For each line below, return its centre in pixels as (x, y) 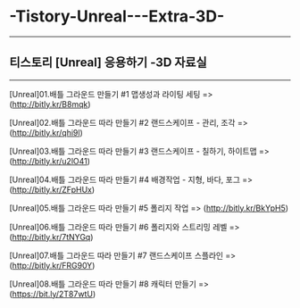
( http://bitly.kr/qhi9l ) (46, 132)
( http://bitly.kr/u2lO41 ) (50, 161)
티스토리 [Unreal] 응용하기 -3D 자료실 (108, 63)
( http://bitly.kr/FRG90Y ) (52, 265)
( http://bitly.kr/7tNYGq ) (51, 237)
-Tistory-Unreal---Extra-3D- (117, 17)
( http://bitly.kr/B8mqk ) (50, 104)
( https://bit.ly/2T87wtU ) (53, 294)
